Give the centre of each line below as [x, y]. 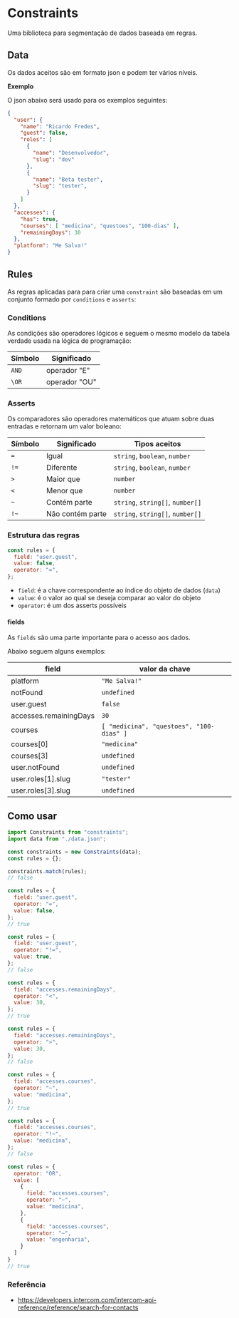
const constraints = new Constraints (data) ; [74, 852]
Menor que [64, 491]
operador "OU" [71, 382]
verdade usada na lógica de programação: [69, 341]
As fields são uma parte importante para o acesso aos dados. [99, 638]
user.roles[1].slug [41, 779]
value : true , [33, 957]
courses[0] [30, 744]
